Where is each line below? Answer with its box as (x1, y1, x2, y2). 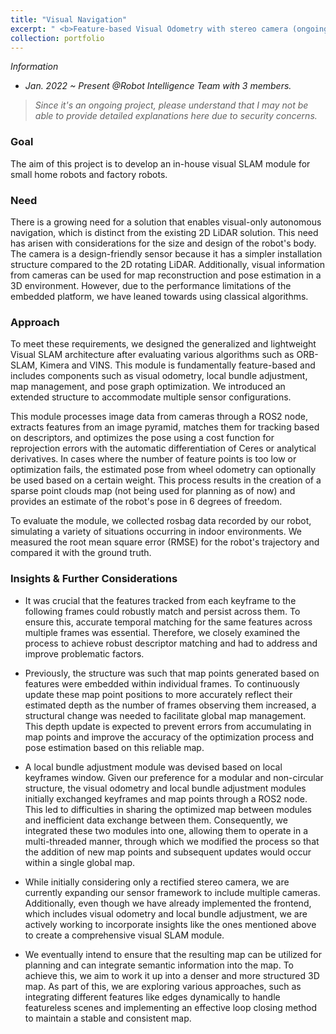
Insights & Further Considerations (10, 572, 178, 586)
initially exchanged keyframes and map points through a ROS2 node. (24, 792, 308, 805)
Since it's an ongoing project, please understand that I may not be (34, 99, 309, 111)
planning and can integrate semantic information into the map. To (24, 959, 294, 971)
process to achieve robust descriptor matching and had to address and (24, 637, 318, 649)
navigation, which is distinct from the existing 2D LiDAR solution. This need (10, 226, 319, 238)
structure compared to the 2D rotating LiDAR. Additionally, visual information (10, 258, 326, 270)
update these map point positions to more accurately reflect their (24, 688, 293, 700)
